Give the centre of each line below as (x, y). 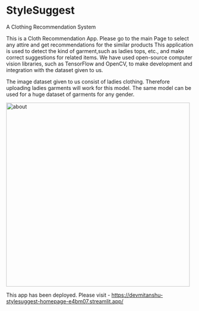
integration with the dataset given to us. (55, 70)
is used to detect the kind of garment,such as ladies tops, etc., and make (95, 51)
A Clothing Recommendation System (51, 27)
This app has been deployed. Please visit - (58, 295)
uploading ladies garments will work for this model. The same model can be (99, 88)
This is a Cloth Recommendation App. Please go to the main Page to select (97, 38)
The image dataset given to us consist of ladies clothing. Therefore (88, 82)
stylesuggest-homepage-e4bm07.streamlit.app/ (65, 301)
